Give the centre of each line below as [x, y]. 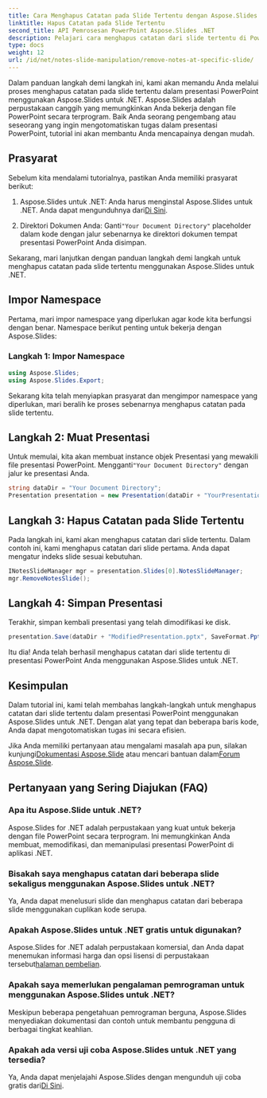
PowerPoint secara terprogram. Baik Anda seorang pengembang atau [122, 116]
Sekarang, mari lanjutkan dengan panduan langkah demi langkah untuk [124, 258]
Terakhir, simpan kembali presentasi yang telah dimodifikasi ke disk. [120, 623]
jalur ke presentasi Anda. [49, 474]
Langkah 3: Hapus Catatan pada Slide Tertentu [126, 520]
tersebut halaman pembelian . [55, 964]
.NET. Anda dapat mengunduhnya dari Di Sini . [94, 210]
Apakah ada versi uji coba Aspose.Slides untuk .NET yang [122, 1049]
